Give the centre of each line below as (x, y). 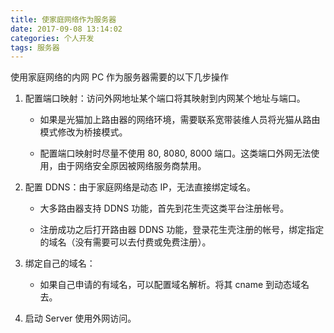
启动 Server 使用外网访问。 (80, 318)
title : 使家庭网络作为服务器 (63, 19)
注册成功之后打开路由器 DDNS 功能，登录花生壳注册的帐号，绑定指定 (182, 230)
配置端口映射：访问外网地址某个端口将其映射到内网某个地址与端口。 (165, 98)
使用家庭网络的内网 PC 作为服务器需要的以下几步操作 (120, 77)
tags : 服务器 (35, 47)
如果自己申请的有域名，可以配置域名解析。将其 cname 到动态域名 (174, 285)
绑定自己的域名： (60, 263)
